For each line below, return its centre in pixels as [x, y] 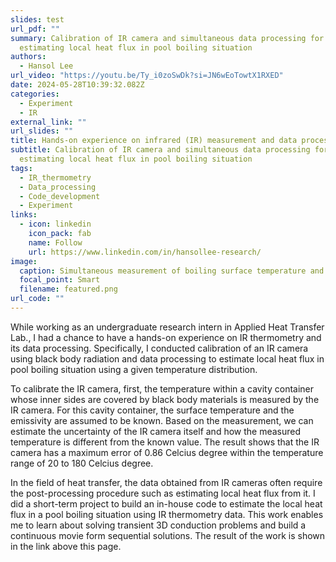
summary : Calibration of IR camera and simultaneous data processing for [167, 38]
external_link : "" [48, 122]
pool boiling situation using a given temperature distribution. [134, 369]
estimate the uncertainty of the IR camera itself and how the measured [156, 431]
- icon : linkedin [55, 224]
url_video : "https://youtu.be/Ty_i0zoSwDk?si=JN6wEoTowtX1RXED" [147, 76]
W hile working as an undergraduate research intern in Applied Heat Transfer [167, 327]
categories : [35, 94]
